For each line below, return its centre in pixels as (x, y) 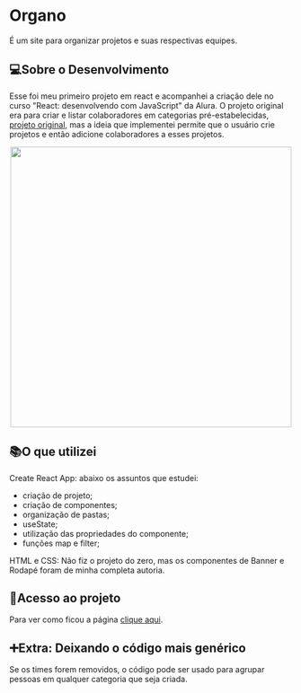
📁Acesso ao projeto (65, 598)
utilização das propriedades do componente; (105, 533)
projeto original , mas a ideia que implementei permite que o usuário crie (142, 124)
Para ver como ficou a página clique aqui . (86, 619)
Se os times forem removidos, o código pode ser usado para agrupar (137, 670)
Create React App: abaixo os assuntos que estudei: (104, 478)
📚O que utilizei (53, 452)
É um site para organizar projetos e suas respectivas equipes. (124, 40)
